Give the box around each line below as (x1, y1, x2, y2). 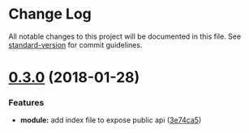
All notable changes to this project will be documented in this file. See (8, 31, 242, 41)
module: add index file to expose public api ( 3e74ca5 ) (19, 115, 202, 125)
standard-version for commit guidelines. (8, 39, 143, 49)
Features (8, 98, 45, 109)
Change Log (8, 5, 92, 23)
